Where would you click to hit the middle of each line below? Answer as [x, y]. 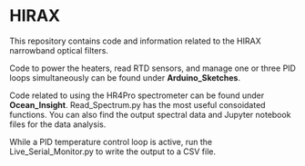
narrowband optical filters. [59, 50]
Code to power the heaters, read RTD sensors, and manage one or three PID [152, 68]
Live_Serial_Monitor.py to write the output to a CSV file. [113, 151]
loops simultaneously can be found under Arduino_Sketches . [125, 77]
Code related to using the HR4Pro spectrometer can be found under [137, 95]
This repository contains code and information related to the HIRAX [135, 41]
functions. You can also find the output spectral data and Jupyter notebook [150, 114]
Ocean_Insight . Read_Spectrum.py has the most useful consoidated [137, 104]
